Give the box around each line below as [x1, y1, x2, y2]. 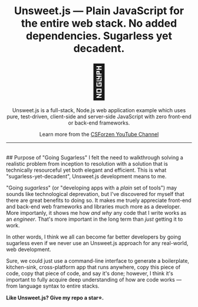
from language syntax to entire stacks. [6, 282, 100, 289]
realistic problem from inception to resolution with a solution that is [6, 160, 168, 167]
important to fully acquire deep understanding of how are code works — [6, 276, 181, 283]
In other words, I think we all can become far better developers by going [6, 233, 181, 240]
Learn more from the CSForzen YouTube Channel [39, 130, 159, 138]
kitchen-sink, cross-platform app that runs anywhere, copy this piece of [6, 263, 181, 270]
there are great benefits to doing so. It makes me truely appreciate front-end [6, 197, 192, 204]
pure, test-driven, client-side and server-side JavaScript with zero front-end [6, 113, 192, 120]
